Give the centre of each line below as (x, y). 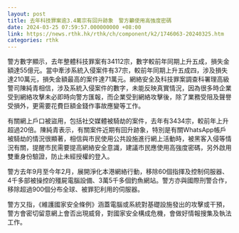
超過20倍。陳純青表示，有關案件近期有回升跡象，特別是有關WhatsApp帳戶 (117, 130)
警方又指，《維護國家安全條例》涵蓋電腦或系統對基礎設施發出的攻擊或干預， (118, 205)
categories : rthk (33, 40)
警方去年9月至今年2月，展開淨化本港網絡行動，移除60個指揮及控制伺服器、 (118, 172)
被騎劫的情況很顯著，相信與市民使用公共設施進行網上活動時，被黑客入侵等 (116, 139)
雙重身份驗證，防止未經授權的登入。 (60, 156)
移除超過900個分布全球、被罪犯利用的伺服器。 (76, 190)
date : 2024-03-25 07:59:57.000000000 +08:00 (74, 27)
